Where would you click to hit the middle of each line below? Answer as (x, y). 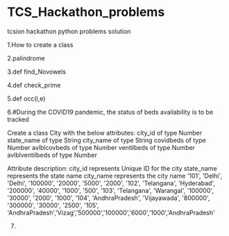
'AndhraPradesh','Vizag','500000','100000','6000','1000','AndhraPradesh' (111, 212)
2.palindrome (26, 58)
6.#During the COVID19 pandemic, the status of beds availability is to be (110, 112)
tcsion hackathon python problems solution (69, 31)
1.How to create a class (41, 44)
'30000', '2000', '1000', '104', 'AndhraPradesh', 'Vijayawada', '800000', (109, 198)
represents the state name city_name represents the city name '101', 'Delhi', (114, 176)
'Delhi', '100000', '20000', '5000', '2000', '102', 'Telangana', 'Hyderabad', (111, 183)
